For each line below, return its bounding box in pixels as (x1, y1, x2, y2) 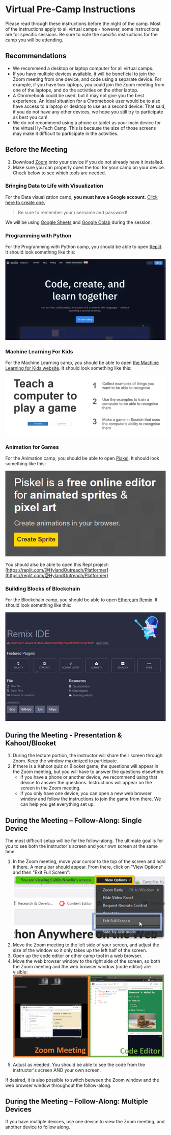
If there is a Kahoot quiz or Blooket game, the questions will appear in (12, 763, 159, 769)
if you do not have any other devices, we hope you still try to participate (12, 108, 164, 115)
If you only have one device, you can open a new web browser (20, 790, 152, 797)
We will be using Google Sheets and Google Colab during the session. (5, 219, 152, 225)
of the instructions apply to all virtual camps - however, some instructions (5, 26, 159, 32)
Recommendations (5, 52, 67, 60)
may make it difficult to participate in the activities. (12, 130, 119, 137)
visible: (12, 969, 28, 975)
